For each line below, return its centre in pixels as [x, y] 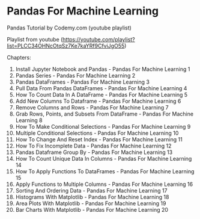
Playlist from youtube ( [35, 39]
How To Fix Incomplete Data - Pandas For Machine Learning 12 [93, 146]
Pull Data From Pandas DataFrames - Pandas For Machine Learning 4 [101, 88]
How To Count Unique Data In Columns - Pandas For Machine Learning [104, 158]
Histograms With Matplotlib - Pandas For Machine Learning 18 [92, 197]
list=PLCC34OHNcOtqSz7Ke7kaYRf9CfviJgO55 [66, 46]
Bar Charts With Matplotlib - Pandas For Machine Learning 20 [92, 209]
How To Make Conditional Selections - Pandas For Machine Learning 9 [103, 126]
